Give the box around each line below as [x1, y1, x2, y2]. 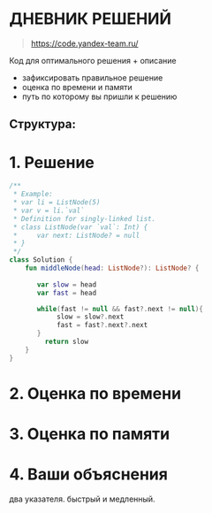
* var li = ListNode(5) [12, 198, 101, 207]
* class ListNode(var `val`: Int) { [12, 222, 148, 232]
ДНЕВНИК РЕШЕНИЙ [9, 9, 172, 29]
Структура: [9, 117, 77, 132]
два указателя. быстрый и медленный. [9, 494, 156, 504]
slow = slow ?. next [56, 312, 125, 322]
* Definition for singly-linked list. [12, 214, 156, 223]
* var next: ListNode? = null [12, 231, 140, 240]
